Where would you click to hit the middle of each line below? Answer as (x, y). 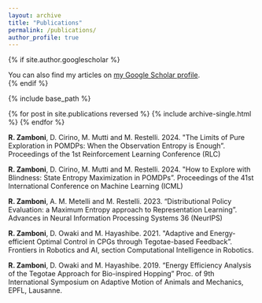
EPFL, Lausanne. (35, 290)
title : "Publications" (45, 23)
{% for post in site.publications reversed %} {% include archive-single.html (130, 114)
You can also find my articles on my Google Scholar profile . (104, 75)
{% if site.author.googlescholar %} (64, 60)
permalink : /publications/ (52, 30)
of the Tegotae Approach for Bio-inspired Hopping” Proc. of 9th (111, 274)
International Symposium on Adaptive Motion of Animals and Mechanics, (126, 282)
